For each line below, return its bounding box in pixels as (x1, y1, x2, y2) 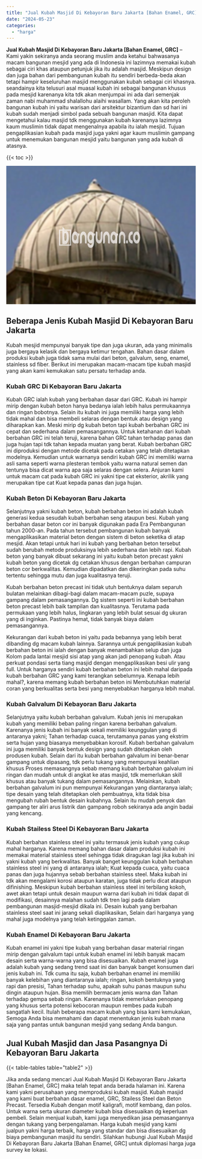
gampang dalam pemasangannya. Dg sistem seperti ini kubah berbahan (6, 596, 185, 604)
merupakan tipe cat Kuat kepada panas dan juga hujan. (6, 479, 143, 486)
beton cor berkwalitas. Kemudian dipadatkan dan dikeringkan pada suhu (6, 566, 186, 573)
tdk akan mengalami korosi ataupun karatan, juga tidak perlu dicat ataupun (6, 877, 191, 884)
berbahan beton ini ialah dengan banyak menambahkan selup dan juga (6, 646, 182, 654)
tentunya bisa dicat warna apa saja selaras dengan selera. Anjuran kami (6, 466, 184, 473)
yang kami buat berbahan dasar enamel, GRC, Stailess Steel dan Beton (6, 1094, 182, 1102)
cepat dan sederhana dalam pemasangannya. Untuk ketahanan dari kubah (6, 428, 191, 435)
